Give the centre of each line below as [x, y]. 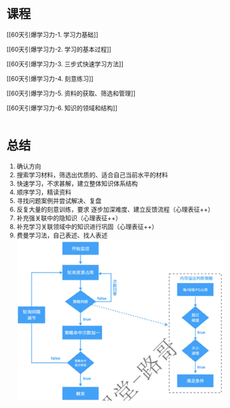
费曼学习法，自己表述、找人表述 [62, 235]
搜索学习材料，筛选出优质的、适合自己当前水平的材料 [92, 175]
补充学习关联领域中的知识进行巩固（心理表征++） [87, 226]
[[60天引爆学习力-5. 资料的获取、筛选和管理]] [71, 93]
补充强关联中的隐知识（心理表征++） [69, 217]
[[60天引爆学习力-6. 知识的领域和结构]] [62, 108]
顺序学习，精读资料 [44, 192]
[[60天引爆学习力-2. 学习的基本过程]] [59, 49]
